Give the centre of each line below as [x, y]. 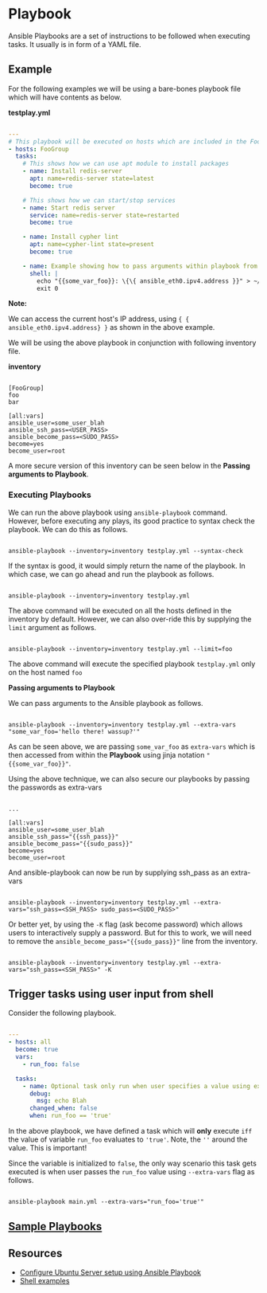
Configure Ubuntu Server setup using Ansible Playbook [110, 1272]
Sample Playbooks [55, 1226]
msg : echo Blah [62, 1101]
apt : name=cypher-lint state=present [92, 245]
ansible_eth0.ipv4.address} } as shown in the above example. [112, 327]
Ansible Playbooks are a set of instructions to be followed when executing [129, 36]
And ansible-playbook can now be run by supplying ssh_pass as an [118, 872]
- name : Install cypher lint [71, 237]
